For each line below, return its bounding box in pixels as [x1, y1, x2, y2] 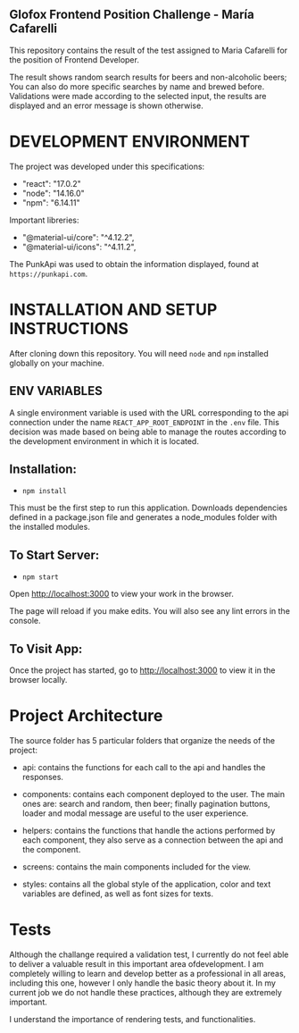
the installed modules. [9, 522, 91, 533]
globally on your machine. [9, 357, 104, 368]
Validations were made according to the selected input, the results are [9, 90, 267, 101]
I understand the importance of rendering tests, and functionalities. [9, 1013, 256, 1024]
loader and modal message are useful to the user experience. [21, 808, 249, 819]
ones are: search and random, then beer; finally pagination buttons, [21, 798, 270, 809]
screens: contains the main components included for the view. [21, 861, 252, 872]
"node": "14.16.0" [21, 188, 85, 198]
